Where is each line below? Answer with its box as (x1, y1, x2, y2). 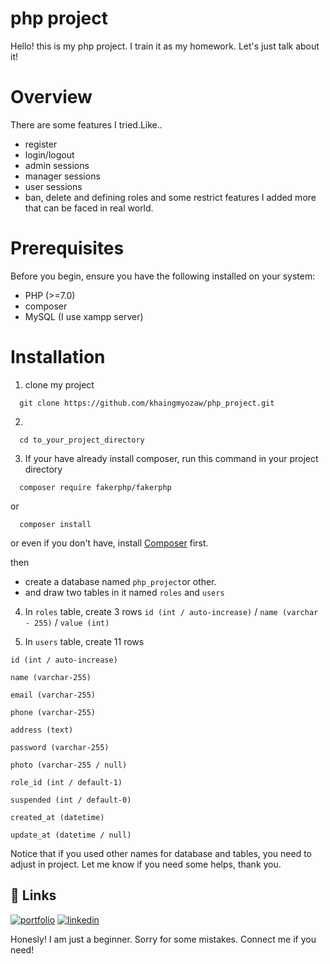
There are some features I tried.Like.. (10, 118, 163, 131)
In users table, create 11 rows (24, 635, 145, 647)
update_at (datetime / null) (10, 830, 132, 840)
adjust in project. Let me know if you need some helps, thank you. (10, 858, 282, 870)
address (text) (10, 725, 74, 735)
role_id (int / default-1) (10, 777, 123, 787)
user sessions (24, 180, 83, 192)
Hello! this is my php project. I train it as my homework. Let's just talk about (10, 40, 320, 52)
